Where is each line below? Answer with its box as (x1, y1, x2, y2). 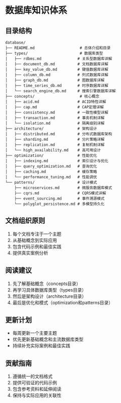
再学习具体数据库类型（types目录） (12, 287, 87, 293)
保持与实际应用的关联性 (12, 392, 62, 398)
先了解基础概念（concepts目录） (12, 280, 81, 287)
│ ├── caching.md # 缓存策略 (5, 169, 97, 174)
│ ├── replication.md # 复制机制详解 (5, 142, 105, 147)
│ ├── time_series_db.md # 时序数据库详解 (5, 83, 108, 88)
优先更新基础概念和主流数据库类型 (12, 336, 84, 342)
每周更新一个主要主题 (12, 330, 57, 336)
